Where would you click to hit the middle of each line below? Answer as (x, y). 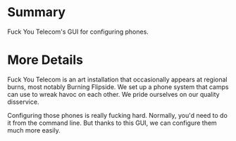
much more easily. (34, 130)
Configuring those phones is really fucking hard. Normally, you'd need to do (117, 115)
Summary (36, 12)
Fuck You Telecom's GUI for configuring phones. (78, 32)
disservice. (23, 102)
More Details (45, 60)
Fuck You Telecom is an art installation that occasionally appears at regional (117, 79)
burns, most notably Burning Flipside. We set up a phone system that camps (118, 87)
